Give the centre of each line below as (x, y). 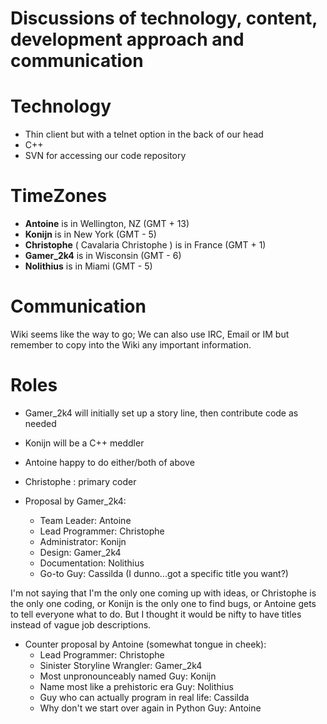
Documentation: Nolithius (92, 563)
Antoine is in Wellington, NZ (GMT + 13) (107, 224)
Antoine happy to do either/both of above (109, 462)
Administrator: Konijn (83, 541)
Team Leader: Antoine (85, 520)
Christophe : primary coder (80, 481)
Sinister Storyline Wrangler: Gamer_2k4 (121, 665)
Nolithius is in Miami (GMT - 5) (88, 266)
